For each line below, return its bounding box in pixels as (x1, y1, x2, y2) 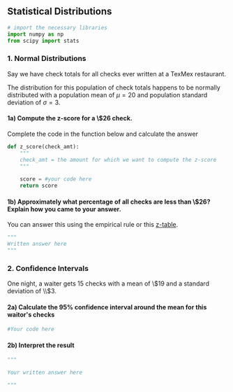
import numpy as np (7, 31, 64, 38)
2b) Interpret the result (7, 341, 75, 349)
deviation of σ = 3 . (7, 98, 61, 106)
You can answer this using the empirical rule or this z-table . (7, 220, 179, 229)
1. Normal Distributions (7, 54, 87, 64)
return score (20, 182, 58, 190)
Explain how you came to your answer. (7, 204, 121, 213)
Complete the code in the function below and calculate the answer (7, 129, 199, 138)
